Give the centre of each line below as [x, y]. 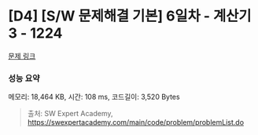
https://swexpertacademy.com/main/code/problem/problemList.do [136, 122]
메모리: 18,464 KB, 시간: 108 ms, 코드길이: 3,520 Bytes [94, 97]
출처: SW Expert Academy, [70, 114]
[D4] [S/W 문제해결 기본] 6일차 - [109, 16]
